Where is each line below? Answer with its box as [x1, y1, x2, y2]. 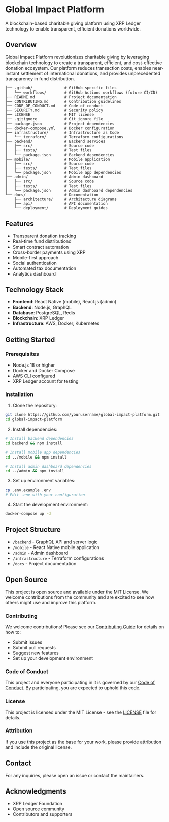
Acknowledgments [5, 787, 67, 796]
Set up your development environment [12, 655, 93, 661]
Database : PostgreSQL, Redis [12, 310, 75, 316]
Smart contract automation [12, 243, 69, 250]
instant [5, 70, 20, 76]
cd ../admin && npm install [5, 469, 65, 474]
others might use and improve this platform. [5, 599, 97, 605]
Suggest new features [12, 650, 59, 656]
